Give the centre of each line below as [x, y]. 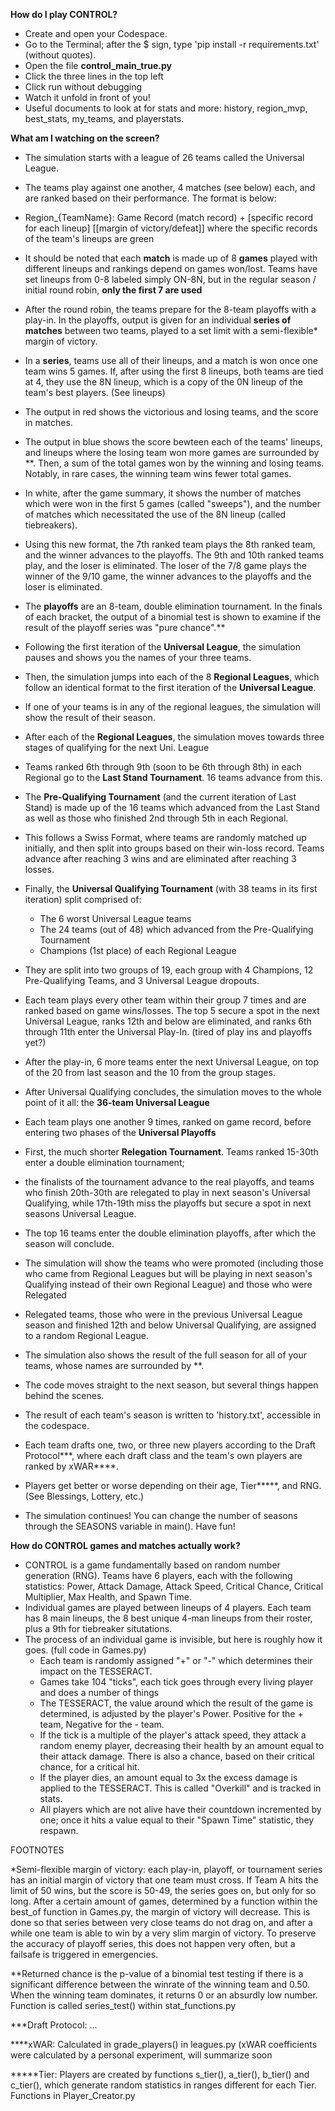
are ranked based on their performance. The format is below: [150, 198]
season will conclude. [69, 1243]
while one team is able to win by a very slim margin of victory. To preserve [163, 1933]
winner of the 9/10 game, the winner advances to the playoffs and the [168, 576]
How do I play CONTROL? [64, 14]
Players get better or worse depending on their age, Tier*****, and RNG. [173, 1485]
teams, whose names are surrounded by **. [114, 1365]
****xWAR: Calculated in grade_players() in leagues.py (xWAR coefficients [164, 2044]
